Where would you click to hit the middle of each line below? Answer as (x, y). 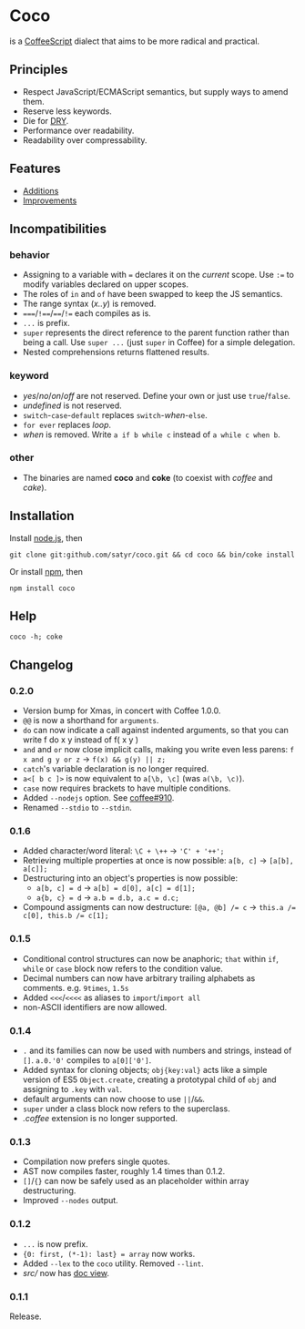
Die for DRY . (46, 120)
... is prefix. (46, 323)
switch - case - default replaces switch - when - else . (115, 414)
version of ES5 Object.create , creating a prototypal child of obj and (149, 1079)
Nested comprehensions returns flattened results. (116, 353)
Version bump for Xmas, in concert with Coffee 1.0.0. (122, 711)
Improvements (50, 200)
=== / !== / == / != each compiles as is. (87, 313)
